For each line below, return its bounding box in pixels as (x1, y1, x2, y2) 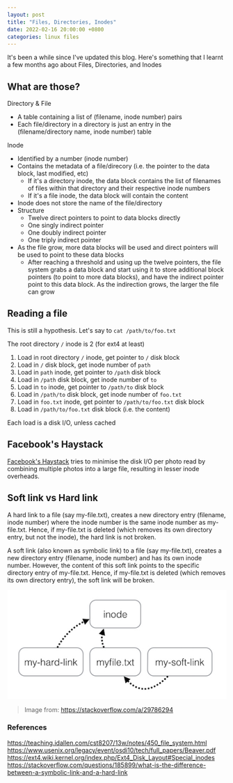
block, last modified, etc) (17, 169, 89, 177)
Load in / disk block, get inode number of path (17, 361, 151, 369)
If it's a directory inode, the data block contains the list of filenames (27, 177, 221, 185)
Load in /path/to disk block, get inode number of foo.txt (17, 390, 182, 398)
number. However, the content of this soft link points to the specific (7, 561, 200, 569)
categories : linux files (7, 33, 79, 40)
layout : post (7, 11, 45, 18)
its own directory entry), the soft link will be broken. (7, 576, 155, 584)
